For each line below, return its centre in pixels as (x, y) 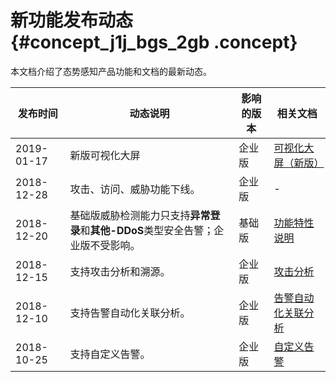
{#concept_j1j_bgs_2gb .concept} (154, 42)
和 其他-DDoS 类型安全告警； (147, 230)
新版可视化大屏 (105, 155)
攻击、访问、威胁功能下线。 (135, 189)
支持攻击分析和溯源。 (120, 271)
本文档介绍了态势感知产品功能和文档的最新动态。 (111, 71)
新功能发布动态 (72, 20)
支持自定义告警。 (110, 354)
